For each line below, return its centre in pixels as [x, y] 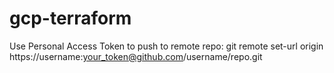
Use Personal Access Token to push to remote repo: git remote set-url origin [166, 46]
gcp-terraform [70, 18]
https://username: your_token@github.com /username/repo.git [136, 56]
